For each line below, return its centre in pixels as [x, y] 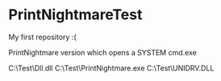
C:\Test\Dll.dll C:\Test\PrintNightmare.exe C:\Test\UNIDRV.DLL [111, 68]
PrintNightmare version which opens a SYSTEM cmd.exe [103, 52]
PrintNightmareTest [75, 15]
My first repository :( [42, 37]
